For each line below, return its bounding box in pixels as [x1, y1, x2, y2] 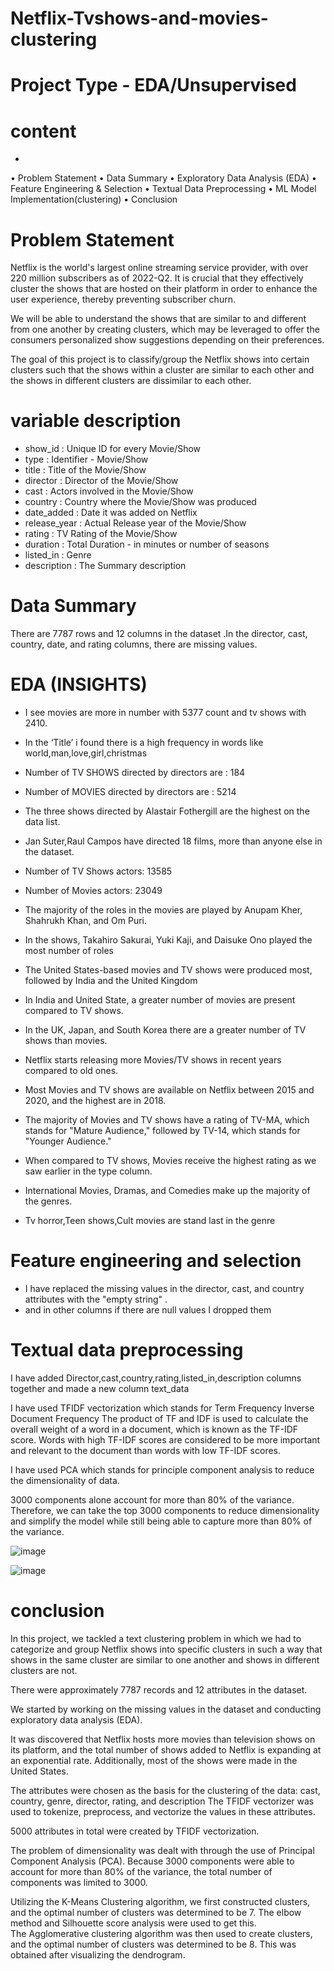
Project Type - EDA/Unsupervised [10, 74, 297, 97]
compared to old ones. [24, 1065, 119, 1077]
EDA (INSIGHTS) [10, 673, 148, 696]
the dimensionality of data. [10, 1474, 120, 1486]
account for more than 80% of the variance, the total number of [10, 1865, 273, 1877]
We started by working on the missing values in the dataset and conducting [10, 1703, 322, 1715]
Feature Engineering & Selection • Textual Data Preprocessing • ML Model [10, 183, 317, 195]
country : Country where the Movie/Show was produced [24, 496, 257, 508]
